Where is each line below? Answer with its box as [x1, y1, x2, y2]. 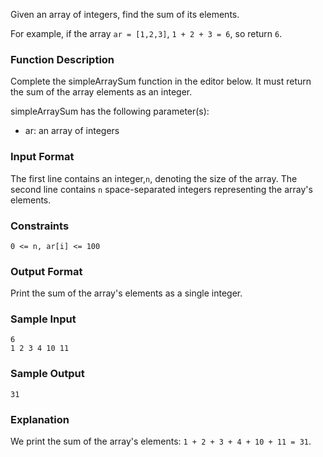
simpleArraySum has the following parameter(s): [10, 105, 210, 118]
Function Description [10, 52, 115, 66]
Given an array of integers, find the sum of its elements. [10, 9, 240, 20]
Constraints [10, 219, 70, 233]
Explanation [10, 412, 70, 426]
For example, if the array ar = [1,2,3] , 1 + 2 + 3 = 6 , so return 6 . [10, 28, 283, 39]
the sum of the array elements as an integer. [10, 86, 193, 98]
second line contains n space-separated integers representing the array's [10, 183, 313, 195]
